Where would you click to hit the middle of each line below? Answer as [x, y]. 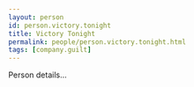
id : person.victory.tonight [60, 25]
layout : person [36, 17]
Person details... [37, 75]
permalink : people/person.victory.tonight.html [97, 42]
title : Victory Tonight [52, 33]
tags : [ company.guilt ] [50, 50]
